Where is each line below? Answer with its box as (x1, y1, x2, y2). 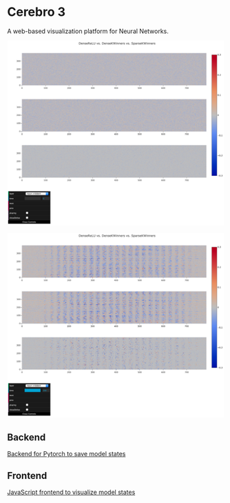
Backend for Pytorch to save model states (7, 450, 126, 458)
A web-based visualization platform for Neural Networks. (7, 27, 169, 35)
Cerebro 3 (7, 4, 66, 20)
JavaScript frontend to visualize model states (7, 488, 136, 496)
